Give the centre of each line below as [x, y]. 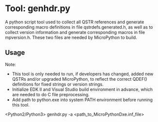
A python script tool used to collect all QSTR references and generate [75, 22]
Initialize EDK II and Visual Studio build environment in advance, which [82, 89]
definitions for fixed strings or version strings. [58, 84]
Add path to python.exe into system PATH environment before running [82, 100]
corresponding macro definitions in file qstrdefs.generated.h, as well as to [79, 27]
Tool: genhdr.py [38, 9]
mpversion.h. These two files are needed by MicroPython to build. [71, 37]
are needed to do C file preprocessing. [51, 94]
